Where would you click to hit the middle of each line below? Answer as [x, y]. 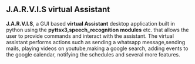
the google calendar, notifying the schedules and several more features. [93, 54]
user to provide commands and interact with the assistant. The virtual [90, 36]
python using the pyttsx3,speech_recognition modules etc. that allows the [97, 30]
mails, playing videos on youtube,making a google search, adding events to [97, 48]
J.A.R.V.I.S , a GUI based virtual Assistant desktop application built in [90, 23]
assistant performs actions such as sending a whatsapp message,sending [96, 42]
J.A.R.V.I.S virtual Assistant [58, 10]
